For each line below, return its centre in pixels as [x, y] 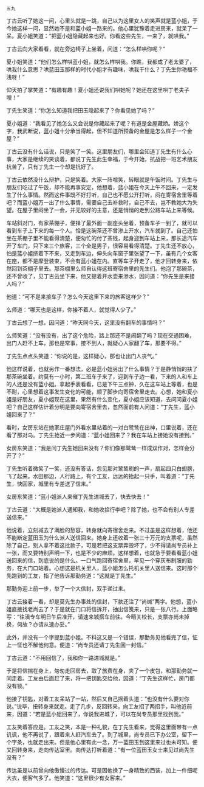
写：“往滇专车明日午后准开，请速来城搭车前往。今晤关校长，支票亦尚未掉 [98, 617]
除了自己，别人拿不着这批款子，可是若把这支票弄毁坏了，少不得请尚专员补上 [102, 545]
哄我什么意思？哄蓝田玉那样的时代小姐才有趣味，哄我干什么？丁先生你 [94, 69]
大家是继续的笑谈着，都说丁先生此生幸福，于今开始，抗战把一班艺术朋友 [107, 159]
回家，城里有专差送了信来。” [57, 484]
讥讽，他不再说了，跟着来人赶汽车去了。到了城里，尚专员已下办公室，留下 [99, 734]
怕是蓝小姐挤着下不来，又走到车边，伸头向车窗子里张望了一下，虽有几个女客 [102, 253]
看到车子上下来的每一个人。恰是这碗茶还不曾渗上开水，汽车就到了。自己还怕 [102, 231]
